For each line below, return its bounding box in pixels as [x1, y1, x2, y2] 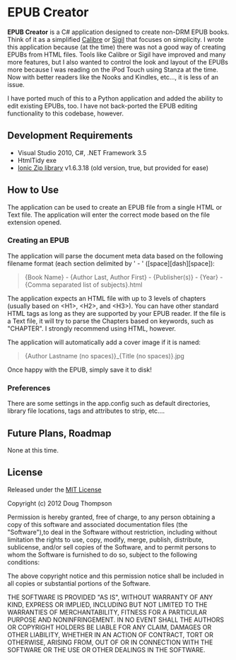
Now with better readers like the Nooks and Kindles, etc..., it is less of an [7, 72, 219, 81]
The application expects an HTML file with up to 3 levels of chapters [7, 294, 206, 302]
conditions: [7, 557, 40, 567]
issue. [7, 80, 25, 89]
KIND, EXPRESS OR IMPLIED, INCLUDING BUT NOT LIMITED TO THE [7, 600, 208, 609]
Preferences [7, 383, 51, 393]
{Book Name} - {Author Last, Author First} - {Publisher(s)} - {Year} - [24, 273, 223, 281]
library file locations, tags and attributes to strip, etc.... [7, 406, 165, 415]
